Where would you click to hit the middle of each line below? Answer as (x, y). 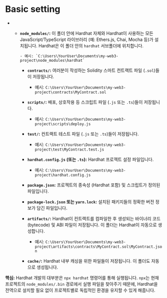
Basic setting (33, 9)
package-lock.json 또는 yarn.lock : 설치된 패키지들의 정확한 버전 (91, 202)
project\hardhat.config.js (63, 175)
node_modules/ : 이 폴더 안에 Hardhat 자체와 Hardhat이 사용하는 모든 (86, 33)
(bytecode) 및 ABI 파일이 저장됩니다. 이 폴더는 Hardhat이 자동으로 (92, 225)
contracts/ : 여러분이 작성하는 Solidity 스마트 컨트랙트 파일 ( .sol (90, 70)
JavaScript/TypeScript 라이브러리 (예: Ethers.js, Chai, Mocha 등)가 (86, 39)
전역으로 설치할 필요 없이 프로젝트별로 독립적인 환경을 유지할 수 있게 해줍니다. (80, 290)
